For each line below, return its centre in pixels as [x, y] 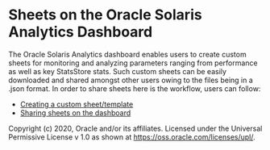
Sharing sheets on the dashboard [75, 112]
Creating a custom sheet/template [77, 104]
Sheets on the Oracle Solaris [106, 15]
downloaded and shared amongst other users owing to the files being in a [131, 80]
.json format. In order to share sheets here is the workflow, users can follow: [135, 88]
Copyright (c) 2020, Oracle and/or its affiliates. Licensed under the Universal [135, 128]
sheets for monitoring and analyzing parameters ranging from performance [133, 63]
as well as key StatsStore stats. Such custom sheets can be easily [118, 71]
